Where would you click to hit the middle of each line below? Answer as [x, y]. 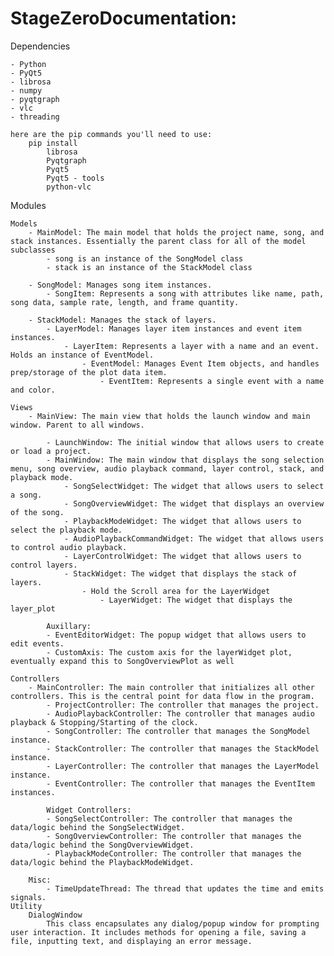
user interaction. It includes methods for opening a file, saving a [158, 932]
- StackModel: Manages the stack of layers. [122, 320]
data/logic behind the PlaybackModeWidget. [102, 862]
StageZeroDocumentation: [123, 18]
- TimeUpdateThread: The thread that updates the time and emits [185, 888]
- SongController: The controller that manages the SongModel [178, 731]
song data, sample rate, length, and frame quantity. [125, 302]
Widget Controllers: [89, 810]
